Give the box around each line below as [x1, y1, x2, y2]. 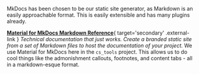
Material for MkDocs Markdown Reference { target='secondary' [7, 29, 165, 36]
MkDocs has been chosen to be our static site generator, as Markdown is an [7, 5, 193, 12]
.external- [165, 29, 189, 36]
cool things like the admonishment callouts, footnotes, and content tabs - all [7, 55, 192, 61]
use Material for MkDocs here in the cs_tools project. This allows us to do [7, 48, 188, 55]
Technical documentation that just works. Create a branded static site [20, 36, 192, 42]
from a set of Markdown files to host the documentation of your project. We [7, 42, 192, 49]
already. [7, 18, 27, 24]
